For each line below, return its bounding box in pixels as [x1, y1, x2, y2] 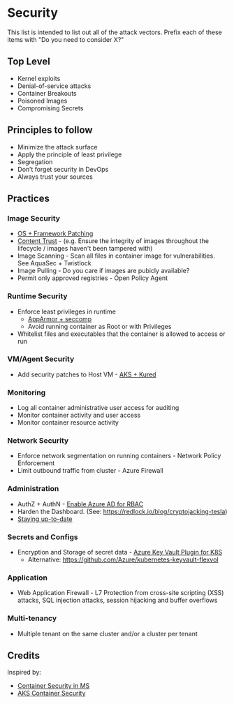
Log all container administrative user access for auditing [17, 404, 180, 412]
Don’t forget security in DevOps [17, 165, 109, 173]
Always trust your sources [17, 173, 93, 181]
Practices [7, 192, 50, 204]
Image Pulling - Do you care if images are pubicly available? [17, 267, 190, 275]
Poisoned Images [17, 96, 68, 105]
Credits [7, 650, 41, 661]
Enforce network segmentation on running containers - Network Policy [17, 452, 221, 460]
